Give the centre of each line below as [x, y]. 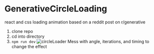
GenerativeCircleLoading [56, 9]
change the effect [29, 46]
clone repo [22, 31]
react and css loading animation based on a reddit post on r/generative [75, 22]
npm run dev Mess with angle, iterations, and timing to [80, 41]
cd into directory [28, 36]
